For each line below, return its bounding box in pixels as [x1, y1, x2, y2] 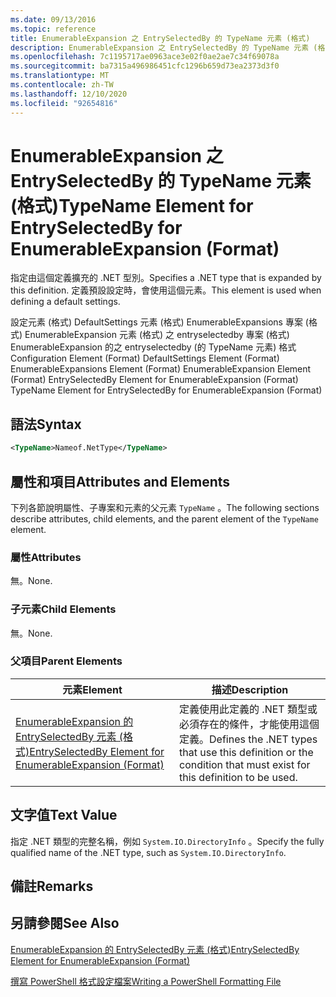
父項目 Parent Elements [10, 654, 123, 668]
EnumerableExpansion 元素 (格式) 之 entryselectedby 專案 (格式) [24, 329, 290, 341]
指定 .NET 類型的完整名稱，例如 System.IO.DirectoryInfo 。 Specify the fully [10, 835, 325, 847]
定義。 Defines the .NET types [179, 732, 318, 746]
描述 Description [211, 682, 289, 696]
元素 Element [62, 682, 123, 696]
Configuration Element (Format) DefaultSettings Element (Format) [10, 352, 280, 365]
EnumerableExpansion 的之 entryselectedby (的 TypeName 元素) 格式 [10, 341, 297, 353]
